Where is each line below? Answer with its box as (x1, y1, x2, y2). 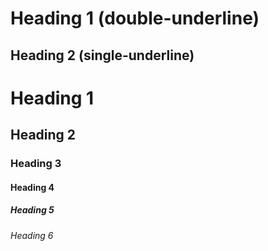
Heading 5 (10, 204, 55, 216)
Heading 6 (10, 229, 54, 241)
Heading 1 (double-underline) (10, 7, 260, 30)
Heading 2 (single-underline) (10, 47, 195, 64)
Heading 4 (10, 181, 55, 193)
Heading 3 (10, 157, 62, 171)
